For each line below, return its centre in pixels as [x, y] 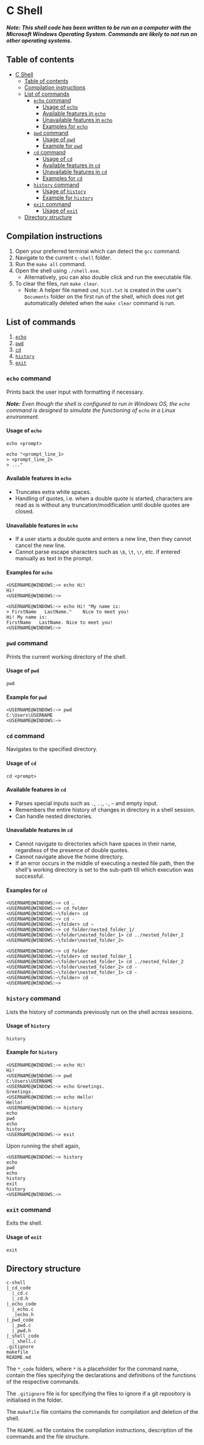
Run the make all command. [51, 264]
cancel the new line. [40, 545]
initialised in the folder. [35, 1400]
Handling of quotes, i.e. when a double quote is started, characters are [104, 499]
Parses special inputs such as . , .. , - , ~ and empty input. [86, 803]
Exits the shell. [24, 1223]
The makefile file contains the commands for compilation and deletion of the [102, 1412]
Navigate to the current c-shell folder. [63, 258]
